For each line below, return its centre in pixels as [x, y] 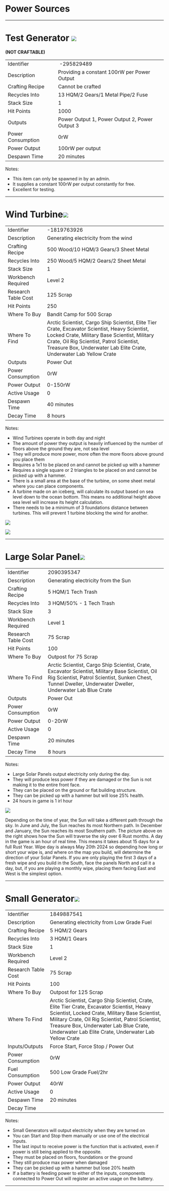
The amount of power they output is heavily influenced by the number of [88, 443]
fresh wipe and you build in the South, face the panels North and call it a [80, 863]
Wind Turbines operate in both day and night [59, 438]
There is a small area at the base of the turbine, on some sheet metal [84, 481]
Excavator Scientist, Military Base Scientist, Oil [102, 671]
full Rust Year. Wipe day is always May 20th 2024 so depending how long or [84, 847]
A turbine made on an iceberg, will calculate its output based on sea [83, 491]
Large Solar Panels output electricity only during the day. [71, 774]
